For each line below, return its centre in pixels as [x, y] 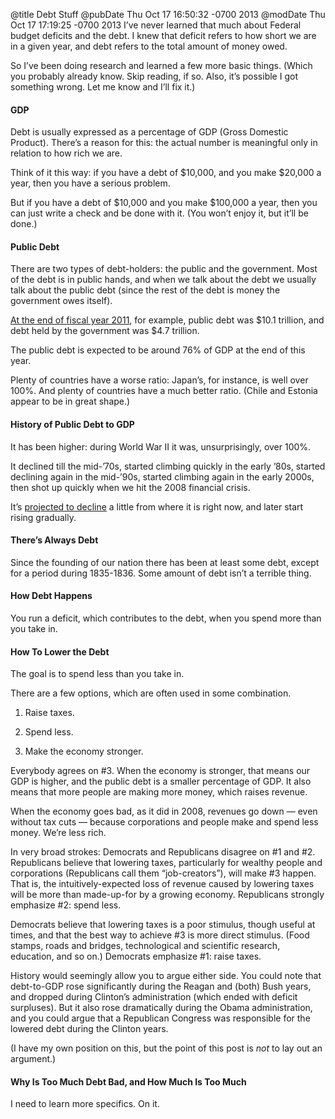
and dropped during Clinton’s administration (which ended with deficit [154, 997]
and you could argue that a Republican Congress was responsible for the [160, 1018]
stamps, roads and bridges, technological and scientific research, [145, 946]
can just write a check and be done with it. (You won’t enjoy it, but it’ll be [159, 213]
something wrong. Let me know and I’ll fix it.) [103, 87]
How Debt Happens [51, 596]
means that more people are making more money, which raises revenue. [159, 792]
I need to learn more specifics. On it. [85, 1104]
